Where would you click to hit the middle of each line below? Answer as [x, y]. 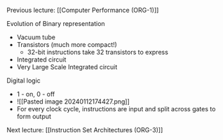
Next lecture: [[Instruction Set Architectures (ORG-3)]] [85, 130]
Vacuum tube [36, 37]
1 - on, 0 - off [36, 94]
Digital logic [24, 80]
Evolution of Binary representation [56, 23]
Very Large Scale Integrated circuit [67, 67]
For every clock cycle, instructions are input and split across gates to [116, 109]
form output [34, 116]
